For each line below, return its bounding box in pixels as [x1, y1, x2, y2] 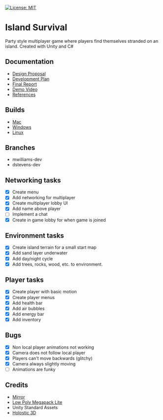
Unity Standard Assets [12, 404, 58, 410]
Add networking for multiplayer [12, 195, 75, 201]
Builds [5, 106, 25, 114]
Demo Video [12, 86, 38, 92]
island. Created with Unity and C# [5, 43, 74, 49]
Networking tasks [5, 176, 61, 184]
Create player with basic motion [12, 289, 77, 295]
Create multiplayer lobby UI [12, 200, 68, 206]
